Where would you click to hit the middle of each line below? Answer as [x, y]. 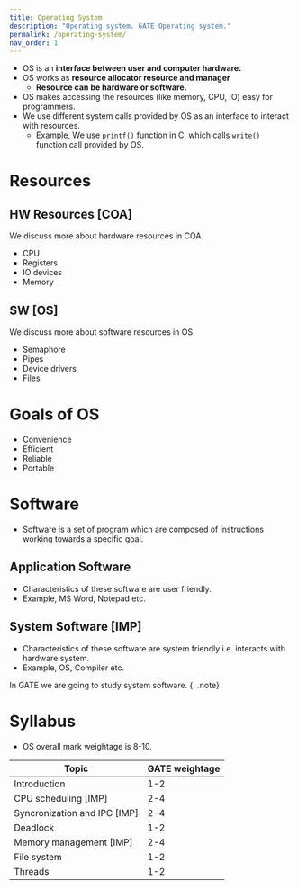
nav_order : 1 [34, 43]
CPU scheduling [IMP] [61, 798]
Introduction [40, 784]
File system [38, 857]
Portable [38, 468]
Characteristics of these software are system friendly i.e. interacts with [154, 648]
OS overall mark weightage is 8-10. [87, 746]
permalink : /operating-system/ [68, 34]
